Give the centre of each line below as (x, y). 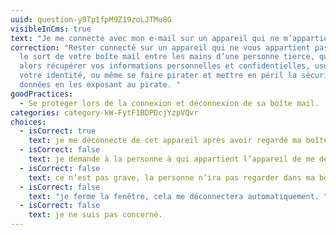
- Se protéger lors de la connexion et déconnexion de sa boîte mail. (169, 103)
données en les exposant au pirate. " (100, 85)
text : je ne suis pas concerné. (95, 215)
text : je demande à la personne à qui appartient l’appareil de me (171, 159)
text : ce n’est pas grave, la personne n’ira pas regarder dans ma (171, 177)
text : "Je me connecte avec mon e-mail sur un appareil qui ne (145, 38)
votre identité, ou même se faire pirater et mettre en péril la (158, 76)
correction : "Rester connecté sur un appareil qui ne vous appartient (160, 47)
